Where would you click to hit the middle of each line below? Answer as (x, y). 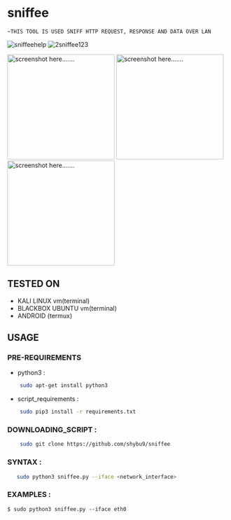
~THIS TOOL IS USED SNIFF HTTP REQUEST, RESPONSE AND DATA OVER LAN (109, 31)
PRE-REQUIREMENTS (44, 358)
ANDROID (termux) (45, 316)
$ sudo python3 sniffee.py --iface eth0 (67, 509)
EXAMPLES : (29, 495)
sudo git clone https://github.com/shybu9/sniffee (95, 444)
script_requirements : (48, 399)
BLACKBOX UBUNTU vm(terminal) (67, 308)
